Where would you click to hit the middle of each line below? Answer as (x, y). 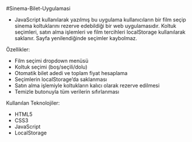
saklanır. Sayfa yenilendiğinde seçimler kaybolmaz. (76, 38)
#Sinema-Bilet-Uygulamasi (39, 8)
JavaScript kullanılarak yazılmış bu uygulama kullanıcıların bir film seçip (100, 19)
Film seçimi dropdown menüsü (51, 61)
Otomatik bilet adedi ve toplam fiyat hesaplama (71, 73)
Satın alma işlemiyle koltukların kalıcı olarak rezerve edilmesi (87, 86)
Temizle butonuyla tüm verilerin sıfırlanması (67, 92)
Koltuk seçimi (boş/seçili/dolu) (51, 67)
